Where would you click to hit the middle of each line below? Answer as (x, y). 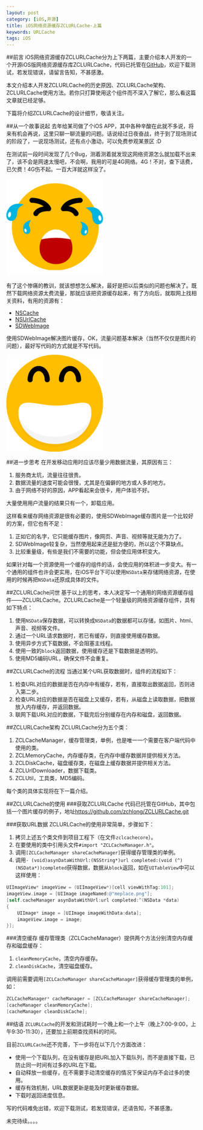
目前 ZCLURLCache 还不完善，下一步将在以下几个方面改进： (77, 1044)
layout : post (23, 13)
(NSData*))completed (41, 868)
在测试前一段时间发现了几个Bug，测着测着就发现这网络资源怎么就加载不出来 (101, 154)
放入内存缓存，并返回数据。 (50, 707)
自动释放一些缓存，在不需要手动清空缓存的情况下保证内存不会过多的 (100, 1072)
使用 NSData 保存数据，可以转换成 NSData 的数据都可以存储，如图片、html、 (105, 621)
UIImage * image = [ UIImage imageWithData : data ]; (79, 913)
